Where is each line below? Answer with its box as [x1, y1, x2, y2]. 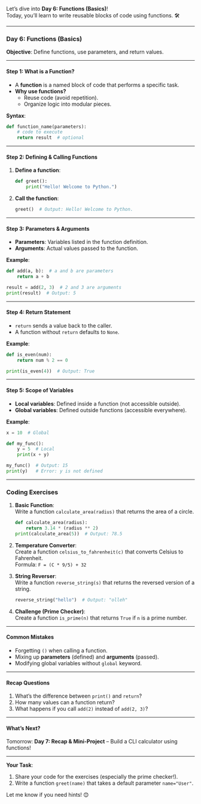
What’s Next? [6, 724, 41, 732]
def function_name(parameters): [6, 123, 87, 130]
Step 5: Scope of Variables [6, 387, 74, 394]
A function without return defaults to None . [14, 328, 120, 335]
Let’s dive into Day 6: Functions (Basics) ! [6, 5, 108, 12]
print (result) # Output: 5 [6, 290, 77, 296]
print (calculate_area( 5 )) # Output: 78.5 [14, 531, 123, 537]
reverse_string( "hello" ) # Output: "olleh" [14, 597, 128, 603]
